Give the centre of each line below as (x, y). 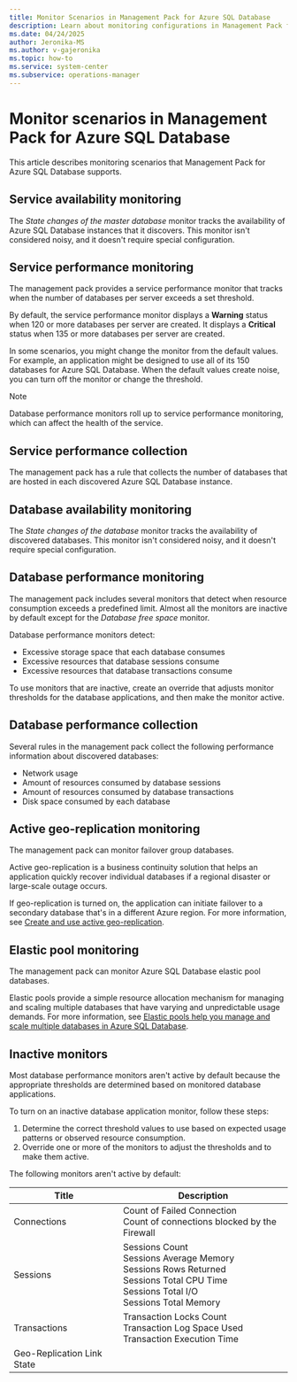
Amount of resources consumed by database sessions (121, 782)
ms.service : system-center (59, 67)
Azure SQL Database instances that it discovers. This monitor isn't (129, 230)
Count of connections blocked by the (199, 1221)
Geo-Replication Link (58, 1353)
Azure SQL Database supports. (65, 171)
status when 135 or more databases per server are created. (117, 334)
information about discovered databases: (84, 756)
